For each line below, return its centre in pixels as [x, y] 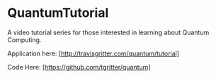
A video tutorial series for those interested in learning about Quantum [108, 32]
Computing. [24, 39]
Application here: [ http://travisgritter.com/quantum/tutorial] [93, 53]
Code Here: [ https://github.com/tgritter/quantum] [79, 67]
